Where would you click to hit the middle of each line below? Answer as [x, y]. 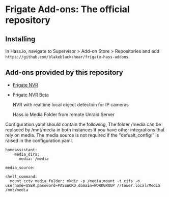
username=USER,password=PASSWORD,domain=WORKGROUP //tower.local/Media [83, 185]
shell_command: [21, 177]
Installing [20, 39]
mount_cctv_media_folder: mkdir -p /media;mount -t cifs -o [75, 181]
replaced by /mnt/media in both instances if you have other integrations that [85, 130]
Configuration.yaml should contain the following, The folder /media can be [83, 124]
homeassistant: [21, 150]
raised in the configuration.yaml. [39, 140]
